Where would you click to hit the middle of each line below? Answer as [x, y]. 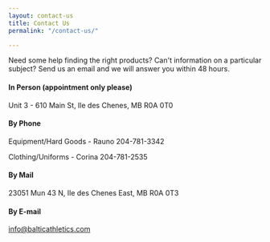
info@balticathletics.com [49, 229]
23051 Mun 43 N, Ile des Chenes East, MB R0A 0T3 [94, 192]
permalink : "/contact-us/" [53, 30]
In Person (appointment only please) [70, 87]
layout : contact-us [41, 16]
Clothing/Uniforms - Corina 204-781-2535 [78, 156]
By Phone [25, 123]
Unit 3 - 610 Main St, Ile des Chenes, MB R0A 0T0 [91, 105]
